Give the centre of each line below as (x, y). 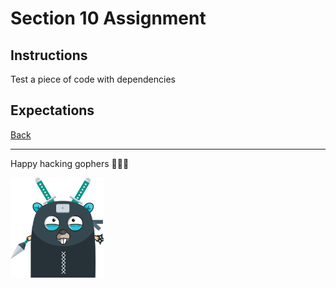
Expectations (52, 110)
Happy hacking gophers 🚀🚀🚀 (70, 163)
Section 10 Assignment (108, 18)
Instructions (49, 55)
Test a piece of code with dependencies (93, 79)
